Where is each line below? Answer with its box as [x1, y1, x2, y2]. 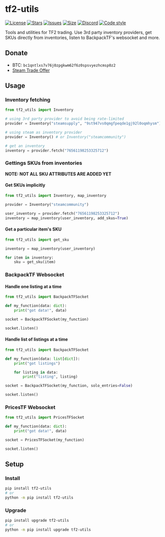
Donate [5, 49, 28, 57]
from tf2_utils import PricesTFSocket [5, 415, 84, 420]
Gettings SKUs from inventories [5, 159, 82, 166]
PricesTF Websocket [5, 404, 55, 411]
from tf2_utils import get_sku [5, 237, 69, 242]
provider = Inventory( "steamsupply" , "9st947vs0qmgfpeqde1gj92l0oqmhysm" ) [5, 121, 162, 126]
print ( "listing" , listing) [23, 374, 78, 380]
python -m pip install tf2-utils [5, 495, 74, 500]
